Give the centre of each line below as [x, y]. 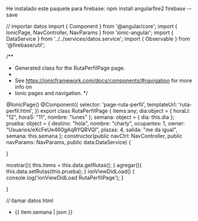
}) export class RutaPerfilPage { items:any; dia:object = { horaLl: [112, 111]
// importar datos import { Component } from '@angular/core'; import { [92, 26]
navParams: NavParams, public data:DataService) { [69, 142]
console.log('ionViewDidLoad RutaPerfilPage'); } [65, 178]
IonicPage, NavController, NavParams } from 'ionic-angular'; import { [90, 32]
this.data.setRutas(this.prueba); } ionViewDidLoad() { [70, 171]
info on [23, 87]
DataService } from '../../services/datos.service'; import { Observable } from [98, 39]
